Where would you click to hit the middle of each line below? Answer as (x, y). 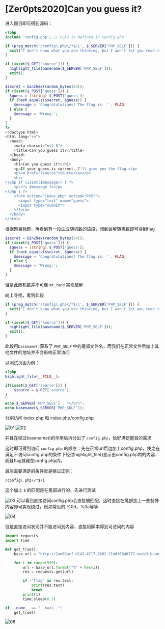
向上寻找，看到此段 (25, 295)
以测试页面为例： (22, 363)
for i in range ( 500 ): (36, 563)
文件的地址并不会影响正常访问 (39, 353)
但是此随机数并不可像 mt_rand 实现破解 (44, 285)
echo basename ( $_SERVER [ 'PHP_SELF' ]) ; (45, 408)
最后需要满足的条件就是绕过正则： (40, 471)
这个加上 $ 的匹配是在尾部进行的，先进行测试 (51, 490)
